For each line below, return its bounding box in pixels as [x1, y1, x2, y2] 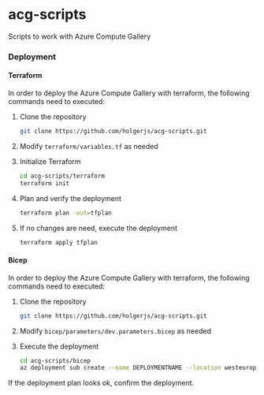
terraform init [19, 179, 70, 187]
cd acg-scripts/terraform [19, 172, 105, 180]
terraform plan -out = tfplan [19, 209, 112, 217]
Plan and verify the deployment [19, 193, 122, 203]
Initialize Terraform [19, 156, 81, 166]
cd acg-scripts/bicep [19, 356, 91, 364]
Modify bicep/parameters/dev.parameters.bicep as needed [19, 326, 211, 336]
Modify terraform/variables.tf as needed [19, 141, 159, 151]
